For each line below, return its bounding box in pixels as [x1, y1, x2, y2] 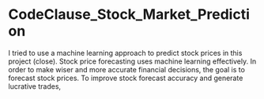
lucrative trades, [8, 81, 62, 91]
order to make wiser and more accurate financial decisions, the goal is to [8, 64, 245, 74]
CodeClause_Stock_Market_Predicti [8, 5, 251, 24]
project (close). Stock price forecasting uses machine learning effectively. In [8, 57, 257, 66]
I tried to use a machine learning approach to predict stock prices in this [8, 48, 243, 57]
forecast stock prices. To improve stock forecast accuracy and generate [8, 73, 243, 82]
